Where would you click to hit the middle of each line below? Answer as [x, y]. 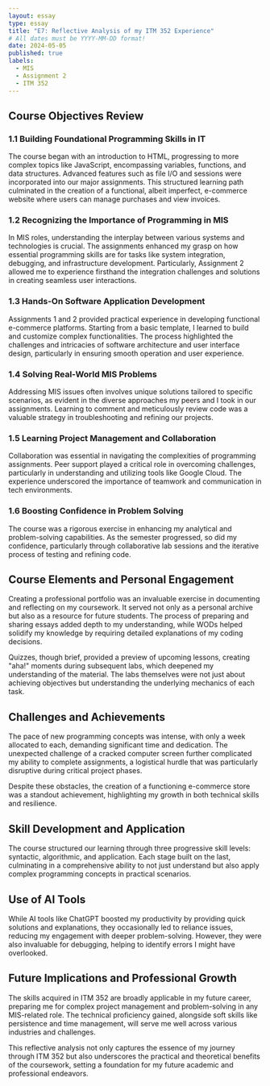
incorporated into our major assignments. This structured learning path [126, 182]
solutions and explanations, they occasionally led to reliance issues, [121, 927]
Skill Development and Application [97, 828]
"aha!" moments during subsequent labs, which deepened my [111, 666]
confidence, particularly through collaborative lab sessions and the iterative [134, 546]
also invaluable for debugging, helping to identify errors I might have [122, 944]
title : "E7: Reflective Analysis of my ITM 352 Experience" [112, 31]
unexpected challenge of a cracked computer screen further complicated [130, 754]
